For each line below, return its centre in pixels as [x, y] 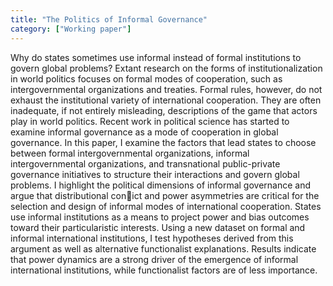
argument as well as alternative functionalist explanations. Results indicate [163, 248]
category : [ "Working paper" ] [71, 29]
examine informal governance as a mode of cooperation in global [144, 132]
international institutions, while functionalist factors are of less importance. [164, 270]
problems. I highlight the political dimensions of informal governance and [161, 185]
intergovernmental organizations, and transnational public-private [145, 163]
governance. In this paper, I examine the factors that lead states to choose [163, 142]
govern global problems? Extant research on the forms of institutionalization [166, 68]
